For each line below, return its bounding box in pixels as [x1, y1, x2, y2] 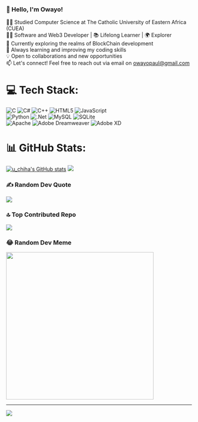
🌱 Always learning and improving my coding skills [6, 47, 127, 54]
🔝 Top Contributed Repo [6, 210, 77, 219]
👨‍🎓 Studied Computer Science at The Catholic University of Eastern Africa [6, 19, 187, 26]
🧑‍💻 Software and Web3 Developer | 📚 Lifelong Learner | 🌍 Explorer [6, 32, 172, 39]
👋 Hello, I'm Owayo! [6, 5, 64, 14]
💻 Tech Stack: [6, 84, 79, 97]
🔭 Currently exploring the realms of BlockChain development [6, 40, 153, 47]
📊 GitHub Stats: [6, 141, 87, 155]
